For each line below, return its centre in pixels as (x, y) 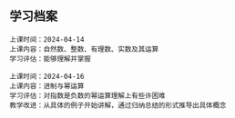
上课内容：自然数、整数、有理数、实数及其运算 (84, 49)
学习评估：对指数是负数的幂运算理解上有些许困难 (87, 95)
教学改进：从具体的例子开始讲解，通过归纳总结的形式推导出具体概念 (118, 105)
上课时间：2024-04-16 (47, 76)
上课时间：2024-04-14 (47, 39)
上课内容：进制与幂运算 (47, 86)
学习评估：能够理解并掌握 (50, 59)
